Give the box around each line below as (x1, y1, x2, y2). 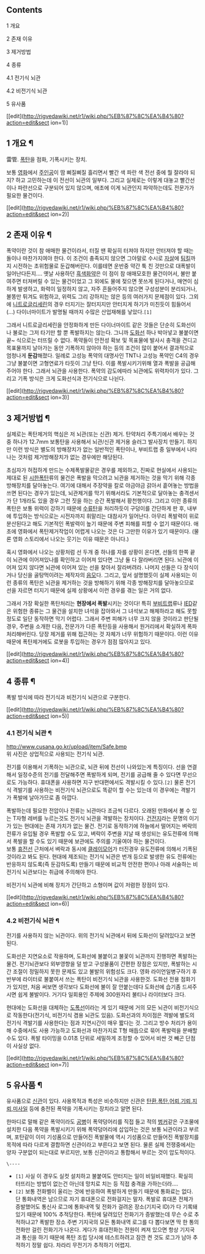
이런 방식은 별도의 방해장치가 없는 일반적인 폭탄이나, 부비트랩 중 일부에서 (12, 446, 186, 453)
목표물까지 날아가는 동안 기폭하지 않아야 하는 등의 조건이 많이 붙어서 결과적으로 (6, 344, 195, 352)
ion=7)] (50, 1060, 69, 1068)
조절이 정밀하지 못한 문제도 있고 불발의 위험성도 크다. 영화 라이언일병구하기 (12, 968, 191, 975)
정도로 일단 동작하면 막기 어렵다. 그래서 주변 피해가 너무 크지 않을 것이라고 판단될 (6, 615, 199, 623)
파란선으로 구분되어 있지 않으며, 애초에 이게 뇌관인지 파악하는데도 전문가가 (17, 184, 195, 191)
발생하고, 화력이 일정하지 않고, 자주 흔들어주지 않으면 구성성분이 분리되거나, (17, 285, 198, 293)
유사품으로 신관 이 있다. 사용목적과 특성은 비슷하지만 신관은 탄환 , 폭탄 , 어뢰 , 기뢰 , (6, 1097, 193, 1105)
